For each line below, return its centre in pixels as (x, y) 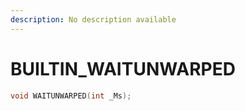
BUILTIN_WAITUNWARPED (123, 68)
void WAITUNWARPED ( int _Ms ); (71, 96)
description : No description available (93, 19)
